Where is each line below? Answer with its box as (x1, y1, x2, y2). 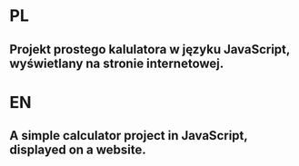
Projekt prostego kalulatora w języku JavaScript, (9, 42, 291, 57)
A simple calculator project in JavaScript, (9, 128, 248, 143)
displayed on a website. (9, 142, 147, 158)
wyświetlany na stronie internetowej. (9, 55, 224, 71)
